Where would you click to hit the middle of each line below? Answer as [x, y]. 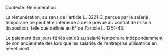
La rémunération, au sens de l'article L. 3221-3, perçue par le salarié [77, 17]
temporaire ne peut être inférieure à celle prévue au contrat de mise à [78, 23]
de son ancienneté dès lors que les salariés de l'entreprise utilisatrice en [81, 43]
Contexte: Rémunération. [31, 7]
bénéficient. [18, 49]
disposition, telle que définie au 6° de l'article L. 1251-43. [65, 28]
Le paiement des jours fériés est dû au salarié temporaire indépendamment [84, 38]
